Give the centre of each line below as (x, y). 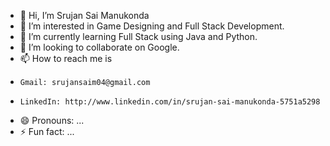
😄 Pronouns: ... (52, 120)
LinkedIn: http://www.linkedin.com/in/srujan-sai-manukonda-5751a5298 (170, 102)
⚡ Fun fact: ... (47, 131)
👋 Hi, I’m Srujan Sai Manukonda (84, 15)
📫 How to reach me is (66, 58)
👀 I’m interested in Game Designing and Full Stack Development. (152, 26)
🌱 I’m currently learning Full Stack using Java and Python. (138, 36)
